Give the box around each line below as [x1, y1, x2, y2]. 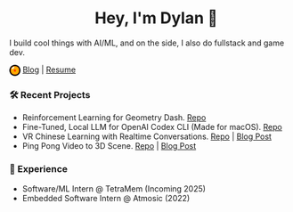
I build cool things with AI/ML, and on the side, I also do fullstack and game [9, 37, 285, 48]
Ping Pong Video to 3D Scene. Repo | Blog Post [21, 141, 197, 151]
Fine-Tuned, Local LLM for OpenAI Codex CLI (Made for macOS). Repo [21, 122, 282, 133]
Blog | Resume [21, 64, 77, 75]
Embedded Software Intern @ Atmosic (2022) [21, 192, 191, 203]
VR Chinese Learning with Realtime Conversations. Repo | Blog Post [21, 131, 272, 142]
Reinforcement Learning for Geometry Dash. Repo [21, 112, 207, 123]
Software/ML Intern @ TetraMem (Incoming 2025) [21, 183, 207, 194]
